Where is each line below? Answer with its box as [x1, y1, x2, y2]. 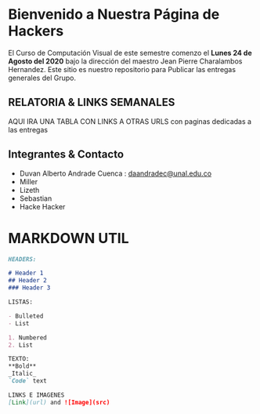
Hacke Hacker [19, 202, 66, 211]
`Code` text [8, 377, 47, 385]
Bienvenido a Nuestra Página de [8, 5, 220, 24]
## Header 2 [8, 277, 47, 285]
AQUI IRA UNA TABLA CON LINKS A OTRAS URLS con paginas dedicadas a [8, 116, 252, 126]
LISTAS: [8, 298, 34, 306]
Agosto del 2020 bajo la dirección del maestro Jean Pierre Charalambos [8, 56, 243, 66]
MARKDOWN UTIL [8, 229, 129, 247]
